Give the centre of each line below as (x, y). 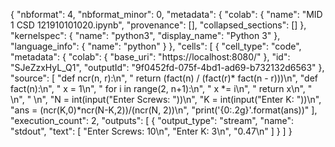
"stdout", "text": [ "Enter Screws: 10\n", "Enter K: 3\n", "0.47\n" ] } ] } (151, 131)
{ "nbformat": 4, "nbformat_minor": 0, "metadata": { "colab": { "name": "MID (166, 14)
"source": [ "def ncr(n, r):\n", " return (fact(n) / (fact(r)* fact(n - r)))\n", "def (164, 78)
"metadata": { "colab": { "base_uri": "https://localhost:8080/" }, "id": (150, 57)
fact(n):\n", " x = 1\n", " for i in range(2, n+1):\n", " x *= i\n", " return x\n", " (161, 88)
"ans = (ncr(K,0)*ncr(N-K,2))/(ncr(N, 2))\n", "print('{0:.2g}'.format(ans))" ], (164, 110)
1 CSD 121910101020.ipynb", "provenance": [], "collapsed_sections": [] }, (158, 25)
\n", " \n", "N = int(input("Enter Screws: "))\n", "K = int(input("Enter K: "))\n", (166, 99)
